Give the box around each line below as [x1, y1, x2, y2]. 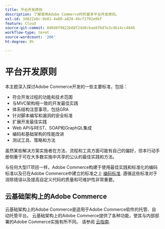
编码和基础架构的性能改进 [12, 131, 64, 137]
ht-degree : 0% [5, 39, 34, 44]
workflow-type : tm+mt [5, 30, 50, 35]
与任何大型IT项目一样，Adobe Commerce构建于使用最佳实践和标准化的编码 [5, 164, 158, 170]
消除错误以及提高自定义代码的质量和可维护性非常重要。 [5, 176, 117, 182]
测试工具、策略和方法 [12, 137, 55, 143]
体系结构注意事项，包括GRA [12, 106, 69, 112]
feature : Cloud [5, 21, 36, 26]
